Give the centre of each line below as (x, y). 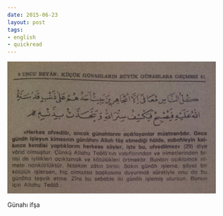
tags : (15, 30)
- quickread (25, 45)
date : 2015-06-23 (33, 15)
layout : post (26, 22)
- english (22, 37)
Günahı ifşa (24, 205)
